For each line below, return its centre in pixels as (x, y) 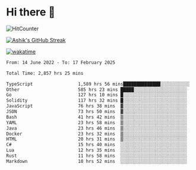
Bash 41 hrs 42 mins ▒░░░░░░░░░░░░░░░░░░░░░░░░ (97, 117)
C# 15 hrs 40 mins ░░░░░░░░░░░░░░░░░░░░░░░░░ (97, 145)
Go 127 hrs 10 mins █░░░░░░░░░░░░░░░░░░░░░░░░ (97, 95)
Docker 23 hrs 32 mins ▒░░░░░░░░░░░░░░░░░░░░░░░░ (97, 134)
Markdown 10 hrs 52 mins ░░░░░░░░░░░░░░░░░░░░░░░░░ (97, 161)
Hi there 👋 (31, 12)
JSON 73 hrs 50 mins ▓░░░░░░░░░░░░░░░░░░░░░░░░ (97, 112)
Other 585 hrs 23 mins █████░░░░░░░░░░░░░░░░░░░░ (97, 89)
